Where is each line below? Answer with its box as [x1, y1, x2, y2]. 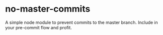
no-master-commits [5, 3, 90, 15]
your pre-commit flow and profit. [5, 24, 72, 30]
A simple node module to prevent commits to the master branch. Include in [5, 19, 158, 25]
